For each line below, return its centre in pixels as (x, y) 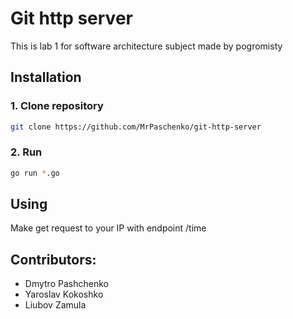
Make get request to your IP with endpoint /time (108, 228)
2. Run (26, 152)
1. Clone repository (57, 106)
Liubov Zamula (55, 305)
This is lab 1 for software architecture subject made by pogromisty (146, 46)
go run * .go (35, 173)
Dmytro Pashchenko (66, 284)
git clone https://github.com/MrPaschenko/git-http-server (136, 127)
